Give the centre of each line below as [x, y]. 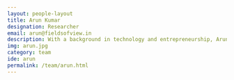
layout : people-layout [40, 14]
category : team [29, 53]
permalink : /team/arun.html [48, 65]
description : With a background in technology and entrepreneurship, [110, 40]
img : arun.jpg [28, 46]
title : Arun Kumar [34, 20]
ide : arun [22, 59]
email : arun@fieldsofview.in [49, 33]
